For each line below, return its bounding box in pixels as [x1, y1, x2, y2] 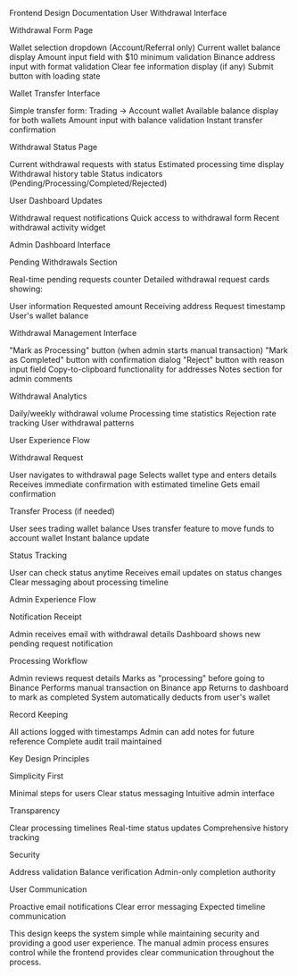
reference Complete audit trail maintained [9, 736, 162, 746]
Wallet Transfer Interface [9, 88, 101, 98]
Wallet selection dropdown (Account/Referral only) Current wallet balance [9, 42, 281, 53]
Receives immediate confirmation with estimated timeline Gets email [9, 479, 260, 490]
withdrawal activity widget [9, 223, 106, 232]
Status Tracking [9, 550, 67, 560]
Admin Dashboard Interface [9, 240, 111, 249]
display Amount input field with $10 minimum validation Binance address [9, 52, 276, 62]
